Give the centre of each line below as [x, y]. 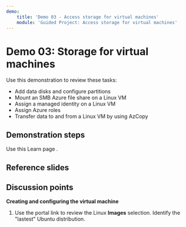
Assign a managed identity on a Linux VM [65, 104]
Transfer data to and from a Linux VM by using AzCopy [81, 116]
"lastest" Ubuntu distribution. [50, 219]
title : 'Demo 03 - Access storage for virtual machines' [88, 17]
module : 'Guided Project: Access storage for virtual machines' [97, 22]
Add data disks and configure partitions [62, 92]
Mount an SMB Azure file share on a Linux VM [70, 98]
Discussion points [40, 187]
